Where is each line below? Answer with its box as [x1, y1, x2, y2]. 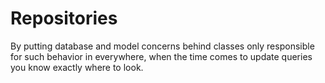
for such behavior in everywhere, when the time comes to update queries [10, 50, 313, 62]
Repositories [10, 7, 118, 30]
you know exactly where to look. [10, 61, 144, 73]
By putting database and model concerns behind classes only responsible [10, 40, 315, 52]
